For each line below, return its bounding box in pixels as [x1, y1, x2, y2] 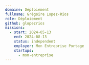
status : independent [14, 39, 56, 44]
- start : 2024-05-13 [9, 30, 51, 35]
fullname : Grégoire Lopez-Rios [5, 12, 69, 17]
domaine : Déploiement [5, 7, 49, 12]
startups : [14, 48, 34, 53]
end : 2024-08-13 [14, 35, 47, 40]
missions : [5, 25, 25, 30]
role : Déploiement [5, 16, 43, 21]
